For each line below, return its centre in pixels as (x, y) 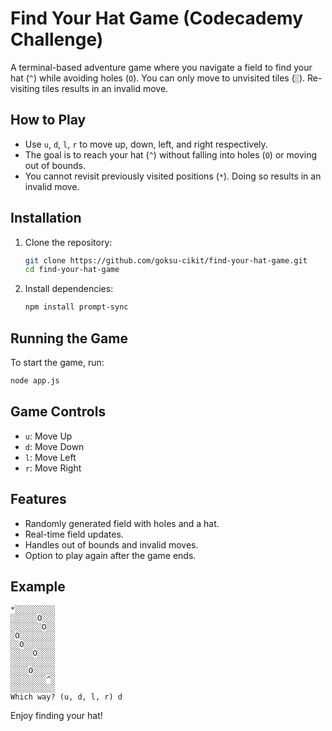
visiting (25, 88)
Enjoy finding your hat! (56, 716)
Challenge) (57, 39)
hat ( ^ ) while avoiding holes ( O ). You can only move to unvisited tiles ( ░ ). (158, 78)
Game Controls (58, 412)
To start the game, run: (57, 362)
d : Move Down (54, 446)
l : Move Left (50, 457)
